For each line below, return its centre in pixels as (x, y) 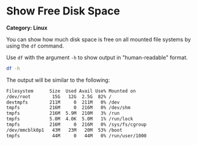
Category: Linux (27, 28)
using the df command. (35, 46)
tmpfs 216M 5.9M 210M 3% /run (63, 113)
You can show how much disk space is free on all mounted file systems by (98, 39)
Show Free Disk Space (63, 11)
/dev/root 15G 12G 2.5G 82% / (59, 97)
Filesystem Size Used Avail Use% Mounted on (71, 91)
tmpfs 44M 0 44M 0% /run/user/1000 (77, 136)
